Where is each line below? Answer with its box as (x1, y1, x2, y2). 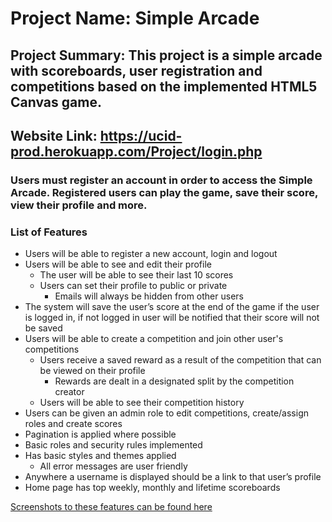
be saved (24, 322, 63, 334)
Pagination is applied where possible (24, 428, 177, 441)
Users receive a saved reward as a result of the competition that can (39, 354, 322, 366)
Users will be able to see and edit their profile (24, 258, 212, 271)
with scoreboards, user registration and (10, 62, 263, 79)
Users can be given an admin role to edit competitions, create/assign (24, 407, 309, 419)
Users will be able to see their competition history (39, 397, 245, 409)
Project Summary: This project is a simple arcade (10, 47, 323, 64)
